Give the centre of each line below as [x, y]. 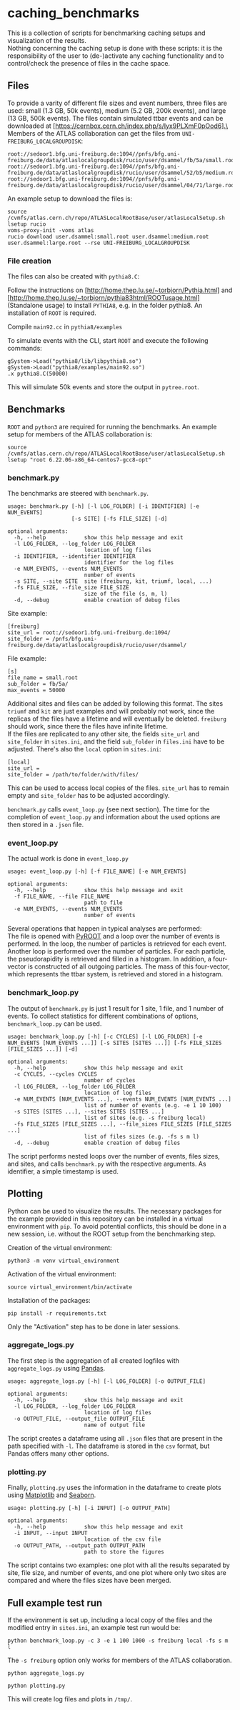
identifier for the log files [129, 563]
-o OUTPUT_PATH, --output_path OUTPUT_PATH [79, 1546]
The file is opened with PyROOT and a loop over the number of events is [114, 936]
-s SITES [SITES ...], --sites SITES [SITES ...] [89, 1111]
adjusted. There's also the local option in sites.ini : [84, 749]
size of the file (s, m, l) [126, 594]
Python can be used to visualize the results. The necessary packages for [115, 1211]
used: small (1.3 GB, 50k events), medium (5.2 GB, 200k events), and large [117, 110]
